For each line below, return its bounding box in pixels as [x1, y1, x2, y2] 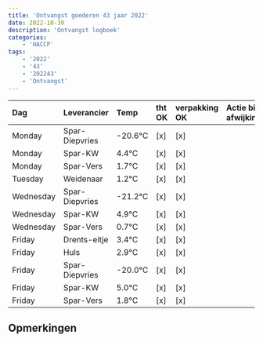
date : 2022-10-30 [8, 19, 65, 27]
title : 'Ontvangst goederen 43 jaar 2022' [8, 11, 149, 20]
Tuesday [12, 173, 44, 184]
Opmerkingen [8, 321, 77, 334]
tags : [8, 48, 26, 56]
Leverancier [63, 107, 110, 118]
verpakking [175, 102, 219, 113]
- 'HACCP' [22, 41, 55, 49]
